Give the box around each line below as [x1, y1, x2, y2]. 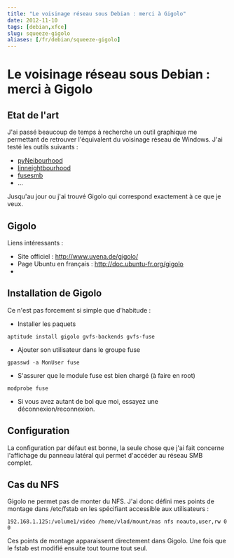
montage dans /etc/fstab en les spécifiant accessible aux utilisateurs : [7, 505, 209, 513]
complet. [7, 458, 33, 467]
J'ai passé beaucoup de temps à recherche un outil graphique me [7, 128, 198, 137]
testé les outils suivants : [7, 143, 78, 151]
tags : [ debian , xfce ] [7, 23, 68, 30]
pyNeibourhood [17, 156, 63, 165]
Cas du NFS [7, 478, 60, 491]
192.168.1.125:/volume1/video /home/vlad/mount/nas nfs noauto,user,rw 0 [7, 518, 228, 526]
